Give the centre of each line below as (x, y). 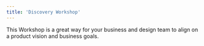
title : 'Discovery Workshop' (43, 12)
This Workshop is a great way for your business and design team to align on (102, 29)
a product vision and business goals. (53, 36)
